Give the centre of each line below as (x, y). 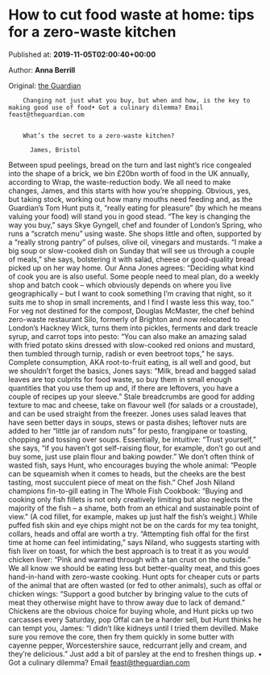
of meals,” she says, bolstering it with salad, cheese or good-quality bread (132, 259)
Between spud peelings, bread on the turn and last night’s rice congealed (130, 165)
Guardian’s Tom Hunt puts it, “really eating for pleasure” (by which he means (135, 208)
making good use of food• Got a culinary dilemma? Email (106, 107)
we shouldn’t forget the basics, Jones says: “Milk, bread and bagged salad (132, 371)
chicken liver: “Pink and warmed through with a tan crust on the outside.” (130, 560)
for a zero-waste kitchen (92, 32)
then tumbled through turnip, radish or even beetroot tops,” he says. (121, 354)
